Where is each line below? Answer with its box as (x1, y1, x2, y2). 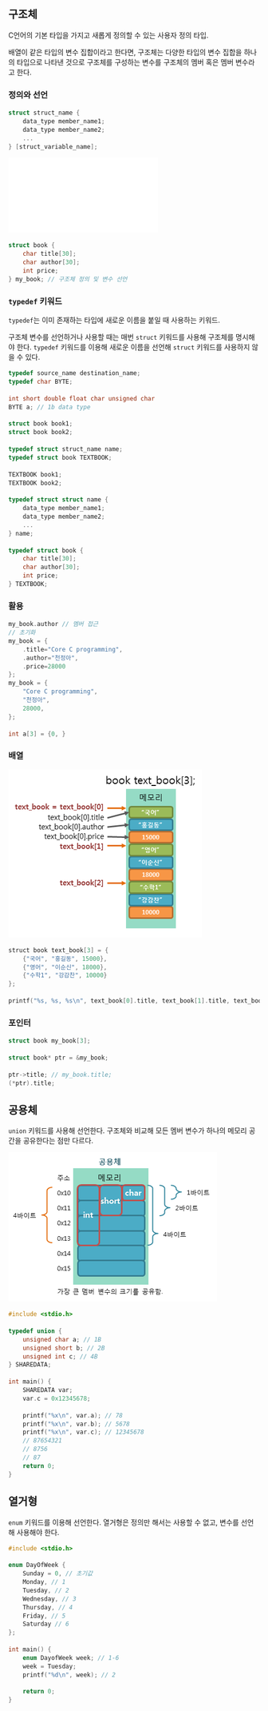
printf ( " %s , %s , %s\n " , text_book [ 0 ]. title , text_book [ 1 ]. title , (8, 997, 231, 1005)
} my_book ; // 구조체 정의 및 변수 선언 (8, 275, 128, 283)
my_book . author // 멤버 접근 (8, 620, 98, 628)
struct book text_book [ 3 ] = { (8, 946, 109, 954)
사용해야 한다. (16, 1527, 60, 1537)
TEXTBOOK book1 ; (8, 470, 62, 478)
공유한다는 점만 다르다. (22, 1136, 94, 1146)
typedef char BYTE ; (8, 378, 73, 386)
